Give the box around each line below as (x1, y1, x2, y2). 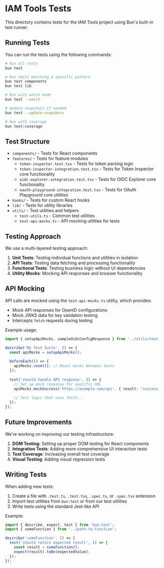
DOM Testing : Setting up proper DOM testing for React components (12, 441, 149, 446)
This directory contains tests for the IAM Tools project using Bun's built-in (5, 19, 154, 25)
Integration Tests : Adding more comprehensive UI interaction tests (12, 445, 147, 451)
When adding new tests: (5, 483, 54, 489)
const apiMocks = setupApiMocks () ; (9, 350, 82, 355)
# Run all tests (5, 61, 38, 66)
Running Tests (5, 39, 50, 47)
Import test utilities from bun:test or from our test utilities (12, 498, 127, 504)
